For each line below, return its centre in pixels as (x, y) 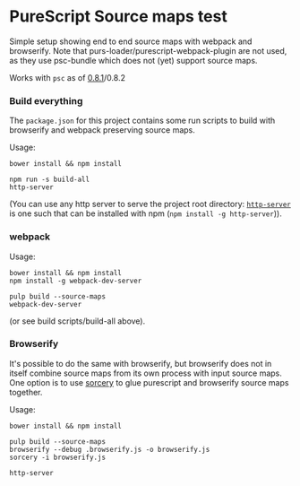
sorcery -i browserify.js (57, 457)
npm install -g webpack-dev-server (76, 281)
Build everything (46, 100)
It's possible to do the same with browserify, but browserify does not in (141, 363)
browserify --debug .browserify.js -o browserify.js (110, 449)
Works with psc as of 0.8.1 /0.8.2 (67, 77)
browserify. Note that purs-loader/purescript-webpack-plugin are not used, (148, 50)
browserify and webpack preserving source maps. (102, 130)
